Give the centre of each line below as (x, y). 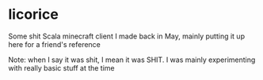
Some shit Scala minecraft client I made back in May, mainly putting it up (127, 36)
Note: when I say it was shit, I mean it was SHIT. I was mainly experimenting (132, 60)
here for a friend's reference (55, 44)
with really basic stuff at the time (61, 67)
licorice (34, 15)
